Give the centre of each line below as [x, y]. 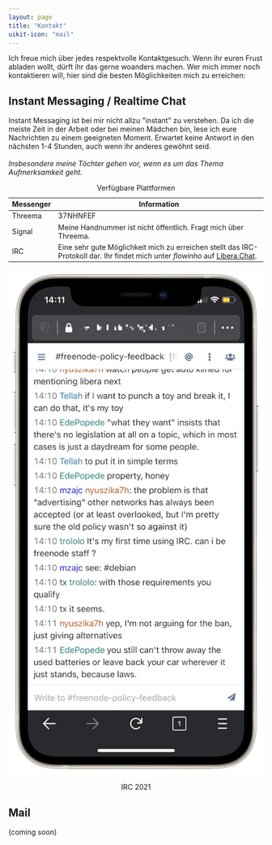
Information [159, 204]
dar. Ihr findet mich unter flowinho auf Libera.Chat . [173, 255]
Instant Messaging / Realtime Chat [97, 101]
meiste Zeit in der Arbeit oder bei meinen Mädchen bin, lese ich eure [123, 129]
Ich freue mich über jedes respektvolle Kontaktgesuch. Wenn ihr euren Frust [136, 58]
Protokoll [72, 255]
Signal [22, 232]
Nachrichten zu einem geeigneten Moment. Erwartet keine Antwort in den [132, 138]
